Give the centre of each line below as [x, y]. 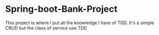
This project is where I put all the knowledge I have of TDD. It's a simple [80, 23]
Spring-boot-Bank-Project [61, 9]
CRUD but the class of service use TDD [46, 28]
